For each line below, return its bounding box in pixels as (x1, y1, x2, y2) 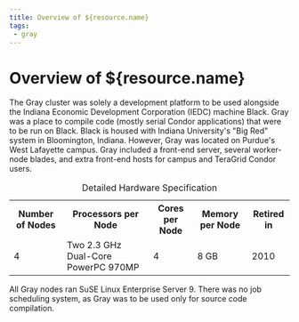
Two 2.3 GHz (66, 239, 122, 252)
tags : (9, 21, 29, 30)
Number (18, 208, 54, 221)
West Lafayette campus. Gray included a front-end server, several (9, 144, 251, 156)
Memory (201, 208, 238, 221)
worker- (252, 144, 282, 156)
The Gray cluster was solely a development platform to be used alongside (9, 97, 280, 108)
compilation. (9, 303, 55, 314)
